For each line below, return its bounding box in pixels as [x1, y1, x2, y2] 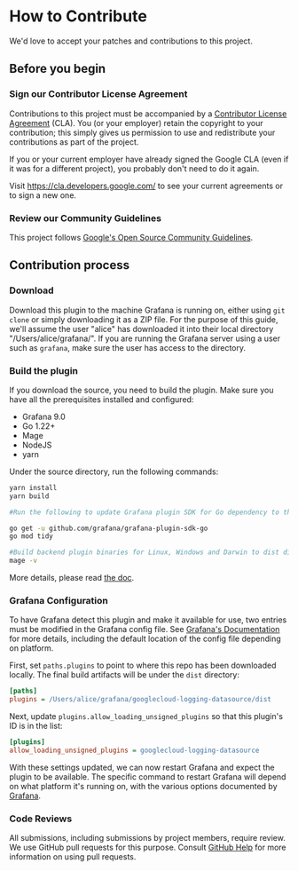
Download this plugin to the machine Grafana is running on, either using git [9, 305, 286, 315]
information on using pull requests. [9, 851, 137, 862]
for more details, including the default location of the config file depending [9, 633, 281, 645]
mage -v [9, 557, 38, 566]
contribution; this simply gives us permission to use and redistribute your [9, 127, 276, 138]
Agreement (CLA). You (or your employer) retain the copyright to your [9, 117, 263, 128]
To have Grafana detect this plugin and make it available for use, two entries [9, 614, 287, 625]
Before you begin [9, 61, 106, 76]
